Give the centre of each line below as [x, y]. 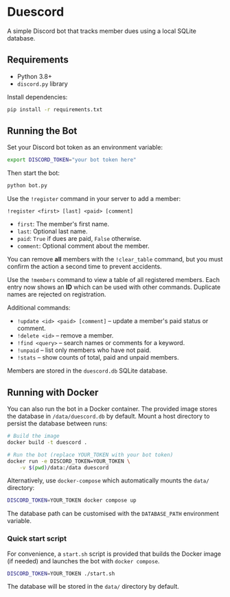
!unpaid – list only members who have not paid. [84, 350]
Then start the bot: [34, 173]
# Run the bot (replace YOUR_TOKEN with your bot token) [90, 455]
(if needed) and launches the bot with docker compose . [83, 561]
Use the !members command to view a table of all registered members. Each [113, 280]
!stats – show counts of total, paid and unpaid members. [98, 358]
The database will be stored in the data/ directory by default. [93, 587]
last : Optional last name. [52, 231]
